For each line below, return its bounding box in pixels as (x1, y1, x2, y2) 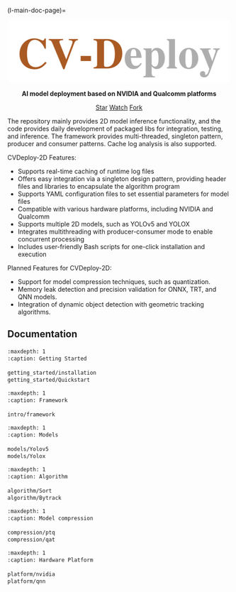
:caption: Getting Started (7, 355, 87, 362)
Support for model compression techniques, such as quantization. (17, 278, 211, 286)
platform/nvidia (7, 571, 55, 578)
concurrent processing (17, 235, 85, 243)
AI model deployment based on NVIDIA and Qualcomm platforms (21, 89, 217, 98)
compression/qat (7, 536, 55, 543)
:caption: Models (7, 431, 59, 439)
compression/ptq (7, 529, 55, 536)
